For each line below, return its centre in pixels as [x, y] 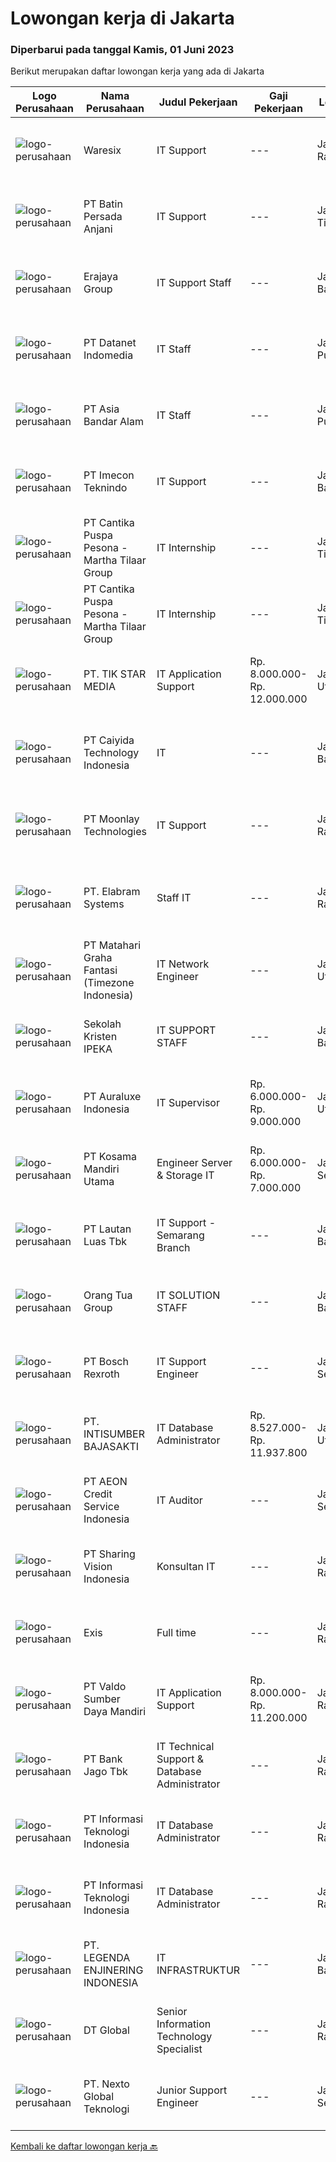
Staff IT [174, 898]
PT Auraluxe [112, 1097]
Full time [176, 1633]
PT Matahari [112, 945]
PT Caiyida [109, 740]
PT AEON [105, 1482]
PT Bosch [106, 1362]
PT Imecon [109, 475]
